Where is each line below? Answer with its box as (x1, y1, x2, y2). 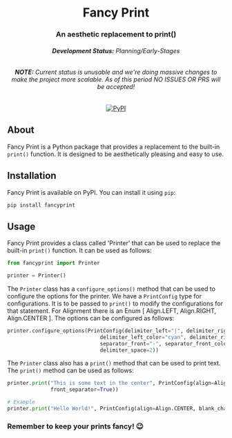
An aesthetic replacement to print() (55, 30, 177, 39)
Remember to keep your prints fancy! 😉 (7, 421, 144, 431)
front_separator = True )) (50, 386, 119, 393)
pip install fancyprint (7, 202, 76, 209)
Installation (7, 170, 57, 182)
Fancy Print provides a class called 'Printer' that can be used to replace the (7, 239, 221, 247)
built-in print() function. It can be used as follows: (7, 247, 152, 255)
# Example (7, 399, 36, 406)
